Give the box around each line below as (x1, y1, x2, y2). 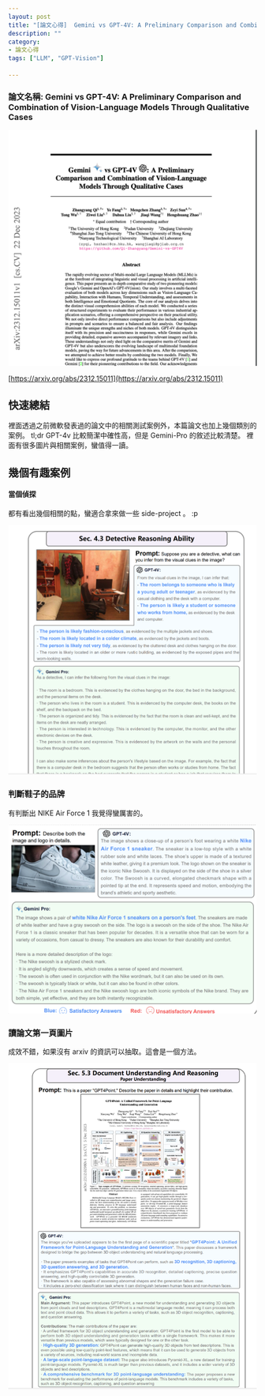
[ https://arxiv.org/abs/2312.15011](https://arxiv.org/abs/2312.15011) (8, 374, 223, 383)
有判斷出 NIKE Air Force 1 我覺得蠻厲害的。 (8, 808, 147, 818)
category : (8, 38, 41, 46)
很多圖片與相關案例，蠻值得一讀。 (21, 441, 132, 450)
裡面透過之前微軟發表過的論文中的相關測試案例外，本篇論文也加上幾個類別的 (8, 421, 257, 431)
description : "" (8, 29, 62, 37)
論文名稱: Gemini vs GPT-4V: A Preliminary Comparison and (8, 91, 242, 102)
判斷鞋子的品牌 (8, 788, 65, 800)
